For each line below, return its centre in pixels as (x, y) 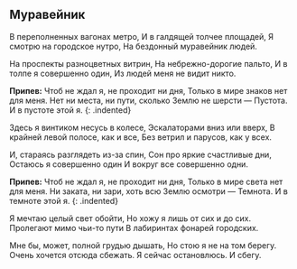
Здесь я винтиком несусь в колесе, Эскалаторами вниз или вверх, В (142, 127)
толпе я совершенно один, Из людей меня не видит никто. (123, 73)
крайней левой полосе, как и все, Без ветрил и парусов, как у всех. (141, 137)
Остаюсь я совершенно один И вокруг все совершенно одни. (129, 164)
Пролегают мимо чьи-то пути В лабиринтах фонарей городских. (134, 227)
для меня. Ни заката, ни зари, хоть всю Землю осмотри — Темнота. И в (149, 191)
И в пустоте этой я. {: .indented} (70, 110)
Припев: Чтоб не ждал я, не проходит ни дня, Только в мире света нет (146, 181)
